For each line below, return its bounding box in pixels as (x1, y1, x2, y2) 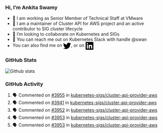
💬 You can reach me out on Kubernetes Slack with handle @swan (12, 36, 147, 42)
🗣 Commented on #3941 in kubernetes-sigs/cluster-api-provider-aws (12, 99, 157, 106)
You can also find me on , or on (12, 42, 85, 48)
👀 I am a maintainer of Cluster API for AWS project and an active (12, 20, 145, 26)
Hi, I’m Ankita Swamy (5, 4, 58, 11)
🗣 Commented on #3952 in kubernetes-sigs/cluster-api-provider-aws (12, 107, 158, 113)
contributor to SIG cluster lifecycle (12, 26, 83, 32)
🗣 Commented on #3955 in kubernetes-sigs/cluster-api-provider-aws (12, 92, 158, 98)
